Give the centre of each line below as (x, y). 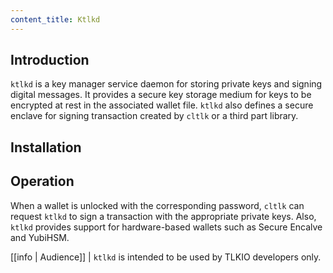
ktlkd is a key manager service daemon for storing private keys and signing (166, 84)
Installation (46, 147)
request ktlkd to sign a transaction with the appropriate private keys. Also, (163, 216)
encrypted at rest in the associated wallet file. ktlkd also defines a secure (162, 105)
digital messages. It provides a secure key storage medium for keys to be (161, 95)
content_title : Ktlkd (55, 19)
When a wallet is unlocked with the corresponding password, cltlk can (157, 205)
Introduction (50, 60)
